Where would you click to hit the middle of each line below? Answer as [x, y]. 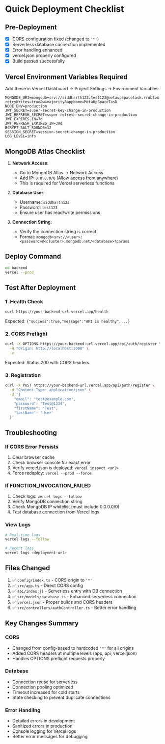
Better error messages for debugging [50, 737]
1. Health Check [24, 301]
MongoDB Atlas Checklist [45, 151]
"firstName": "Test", [36, 408]
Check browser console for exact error [51, 462]
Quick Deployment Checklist [65, 9]
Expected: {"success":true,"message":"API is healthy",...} [68, 321]
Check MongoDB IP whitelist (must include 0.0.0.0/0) [66, 507]
